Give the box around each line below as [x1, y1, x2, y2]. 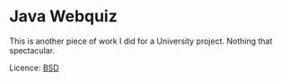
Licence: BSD [9, 62, 60, 73]
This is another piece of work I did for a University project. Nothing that [9, 36, 273, 46]
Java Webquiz [9, 6, 119, 27]
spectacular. [9, 45, 56, 55]
